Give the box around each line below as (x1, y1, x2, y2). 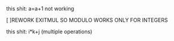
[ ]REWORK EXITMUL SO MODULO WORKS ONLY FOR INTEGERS (6, 17, 169, 23)
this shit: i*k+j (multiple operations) (6, 28, 93, 35)
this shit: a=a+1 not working (6, 5, 75, 12)
